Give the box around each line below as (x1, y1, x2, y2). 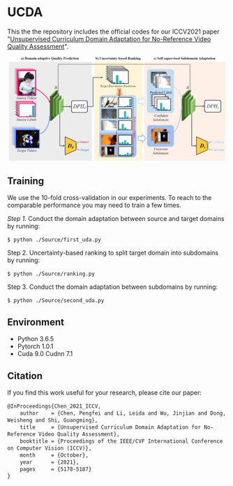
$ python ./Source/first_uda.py (7, 236, 101, 243)
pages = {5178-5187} (20, 466, 92, 473)
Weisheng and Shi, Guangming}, (7, 417, 98, 424)
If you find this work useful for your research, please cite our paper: (7, 389, 202, 397)
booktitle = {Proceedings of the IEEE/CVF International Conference (20, 438, 223, 445)
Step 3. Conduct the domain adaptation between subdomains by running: (7, 283, 218, 291)
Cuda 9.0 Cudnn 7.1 (17, 350, 73, 358)
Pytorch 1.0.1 (17, 342, 54, 350)
